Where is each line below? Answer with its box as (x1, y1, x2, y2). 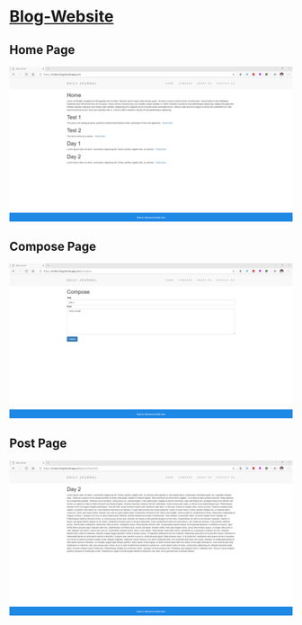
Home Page (9, 42, 75, 58)
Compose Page (9, 239, 97, 254)
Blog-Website (9, 6, 114, 27)
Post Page (9, 436, 67, 451)
